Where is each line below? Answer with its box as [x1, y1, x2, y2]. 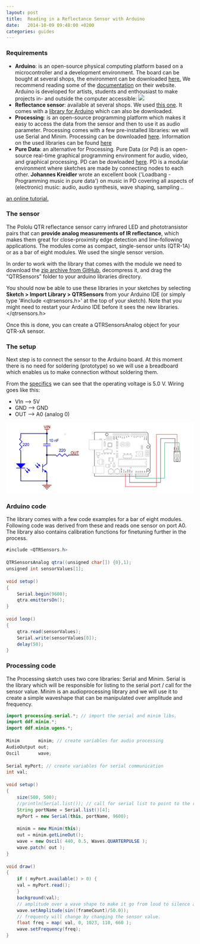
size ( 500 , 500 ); [17, 794, 58, 800]
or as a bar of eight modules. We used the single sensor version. [6, 248, 165, 256]
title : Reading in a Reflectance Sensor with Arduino [6, 15, 145, 22]
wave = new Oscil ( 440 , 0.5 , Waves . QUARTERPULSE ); [17, 839, 148, 845]
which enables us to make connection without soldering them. [6, 369, 159, 376]
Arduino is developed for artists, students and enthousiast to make [14, 88, 178, 95]
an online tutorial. [6, 195, 49, 202]
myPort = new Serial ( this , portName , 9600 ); [17, 813, 129, 819]
